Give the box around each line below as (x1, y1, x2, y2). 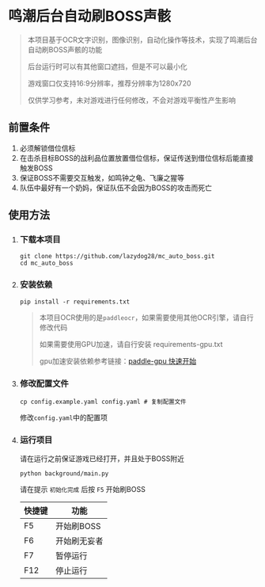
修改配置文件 (19, 378, 69, 389)
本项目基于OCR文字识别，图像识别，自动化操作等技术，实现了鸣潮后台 (27, 35, 258, 44)
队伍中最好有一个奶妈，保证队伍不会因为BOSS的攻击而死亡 (19, 183, 212, 192)
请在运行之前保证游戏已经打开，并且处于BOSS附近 (19, 454, 184, 463)
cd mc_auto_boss (19, 259, 74, 268)
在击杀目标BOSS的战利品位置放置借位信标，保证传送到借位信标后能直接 (19, 153, 254, 162)
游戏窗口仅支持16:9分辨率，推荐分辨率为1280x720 (27, 78, 191, 88)
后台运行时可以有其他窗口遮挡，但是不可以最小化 (27, 61, 187, 71)
